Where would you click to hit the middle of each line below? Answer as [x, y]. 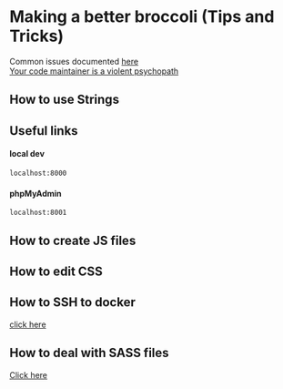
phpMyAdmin [35, 193]
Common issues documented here [74, 61]
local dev [27, 154]
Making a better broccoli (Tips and [142, 17]
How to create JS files [73, 240]
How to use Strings [65, 100]
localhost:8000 [38, 173]
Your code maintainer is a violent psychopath [94, 71]
